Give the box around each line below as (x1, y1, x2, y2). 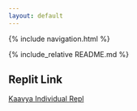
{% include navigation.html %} (8, 34, 111, 43)
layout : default (8, 11, 63, 20)
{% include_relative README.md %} (8, 49, 130, 59)
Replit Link (8, 73, 63, 87)
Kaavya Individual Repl (8, 94, 84, 104)
